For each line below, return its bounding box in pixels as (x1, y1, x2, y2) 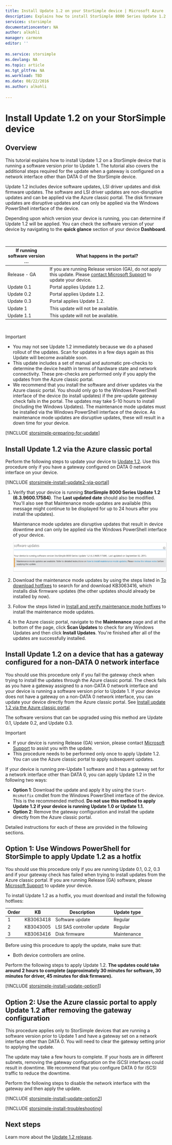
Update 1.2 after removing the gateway (5, 1006, 132, 1015)
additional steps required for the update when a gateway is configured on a (5, 168, 164, 174)
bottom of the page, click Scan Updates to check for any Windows (12, 624, 154, 630)
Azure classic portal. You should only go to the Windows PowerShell (12, 387, 157, 394)
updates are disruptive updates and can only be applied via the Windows (5, 200, 159, 206)
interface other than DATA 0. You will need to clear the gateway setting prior (5, 1038, 166, 1044)
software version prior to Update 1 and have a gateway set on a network (5, 1033, 157, 1039)
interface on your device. (5, 470, 58, 476)
